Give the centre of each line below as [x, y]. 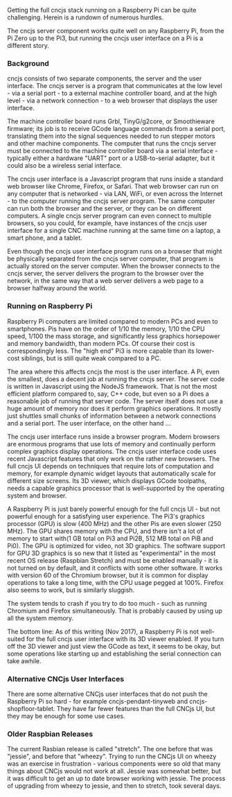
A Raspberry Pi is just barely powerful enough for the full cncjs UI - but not [114, 509]
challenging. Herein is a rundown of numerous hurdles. [86, 17]
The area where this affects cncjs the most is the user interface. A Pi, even [113, 371]
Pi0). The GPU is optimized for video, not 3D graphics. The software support [116, 545]
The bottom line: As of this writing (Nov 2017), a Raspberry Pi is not [103, 631]
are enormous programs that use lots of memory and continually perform [111, 444]
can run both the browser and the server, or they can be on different [105, 209]
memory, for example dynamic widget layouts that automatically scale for [112, 473]
